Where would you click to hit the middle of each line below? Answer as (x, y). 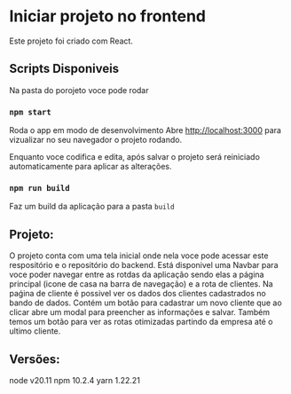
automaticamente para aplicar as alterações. (90, 167)
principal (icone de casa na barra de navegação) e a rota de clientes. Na (141, 284)
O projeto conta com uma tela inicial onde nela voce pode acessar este (139, 256)
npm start (30, 112)
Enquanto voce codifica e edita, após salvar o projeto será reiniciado (134, 157)
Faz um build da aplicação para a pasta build (92, 207)
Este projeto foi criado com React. (71, 41)
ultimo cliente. (35, 331)
